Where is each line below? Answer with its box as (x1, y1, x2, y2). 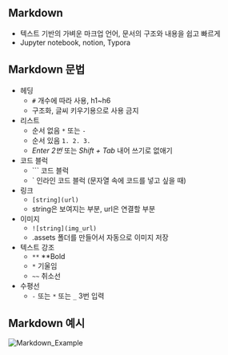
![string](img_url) (31, 224, 98, 233)
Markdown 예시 (8, 317, 86, 330)
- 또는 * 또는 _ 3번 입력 (31, 291, 105, 301)
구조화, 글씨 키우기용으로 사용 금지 (31, 106, 139, 115)
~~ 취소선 (31, 271, 62, 281)
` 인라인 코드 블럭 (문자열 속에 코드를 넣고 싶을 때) (31, 175, 186, 185)
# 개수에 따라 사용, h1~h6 (31, 95, 111, 105)
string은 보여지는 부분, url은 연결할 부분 (31, 204, 156, 213)
